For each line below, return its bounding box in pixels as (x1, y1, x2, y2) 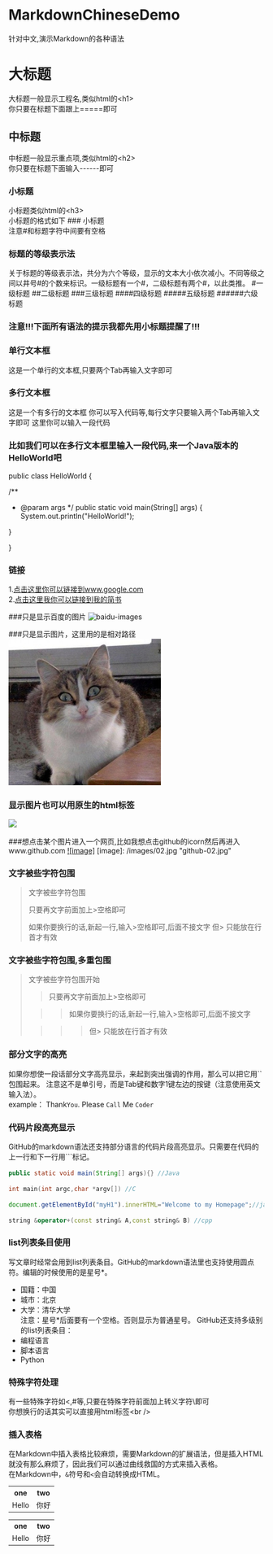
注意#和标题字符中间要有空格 (8, 225, 106, 235)
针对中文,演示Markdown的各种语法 (8, 33, 124, 43)
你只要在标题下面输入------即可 (8, 163, 114, 172)
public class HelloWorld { (8, 471, 92, 481)
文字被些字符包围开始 (28, 975, 100, 984)
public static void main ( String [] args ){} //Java (8, 1169, 180, 1177)
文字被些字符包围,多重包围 (8, 954, 111, 966)
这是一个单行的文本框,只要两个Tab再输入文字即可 (8, 364, 173, 375)
